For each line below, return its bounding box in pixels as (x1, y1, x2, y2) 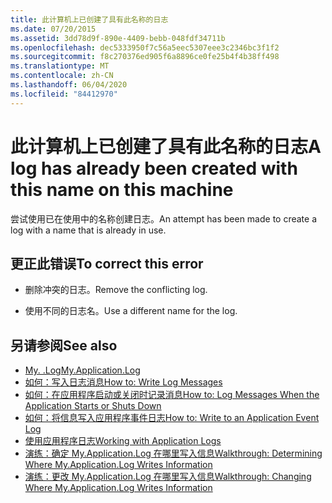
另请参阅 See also (10, 337, 118, 354)
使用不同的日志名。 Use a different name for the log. (24, 305, 238, 317)
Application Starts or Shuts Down (24, 400, 162, 412)
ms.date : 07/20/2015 (10, 24, 97, 34)
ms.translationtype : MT (10, 61, 110, 71)
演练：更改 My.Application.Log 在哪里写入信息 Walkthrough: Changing (24, 471, 312, 483)
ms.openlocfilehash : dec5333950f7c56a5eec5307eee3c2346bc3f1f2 (10, 42, 280, 53)
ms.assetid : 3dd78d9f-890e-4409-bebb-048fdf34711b (10, 33, 226, 43)
